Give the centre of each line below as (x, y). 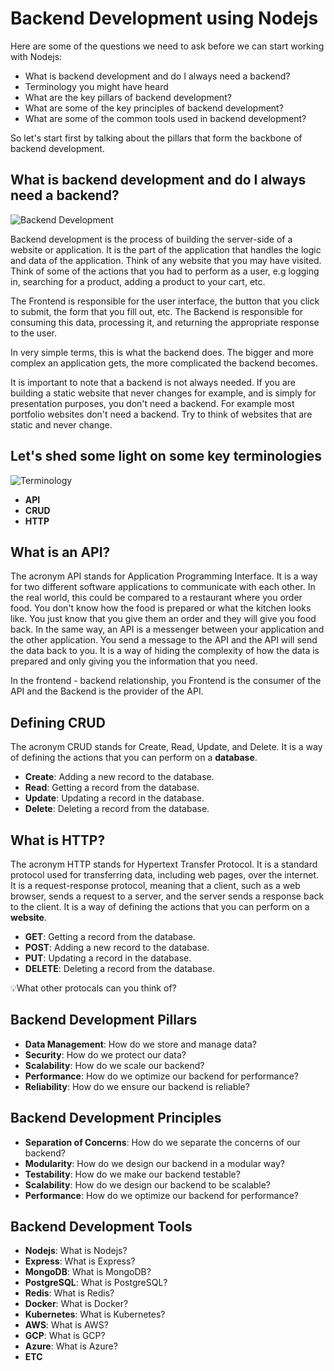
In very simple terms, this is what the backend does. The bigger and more (162, 352)
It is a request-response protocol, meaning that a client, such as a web (155, 885)
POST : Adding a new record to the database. (117, 947)
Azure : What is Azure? (71, 1346)
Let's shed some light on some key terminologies (166, 456)
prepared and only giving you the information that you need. (134, 661)
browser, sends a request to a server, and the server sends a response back (167, 896)
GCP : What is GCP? (65, 1336)
